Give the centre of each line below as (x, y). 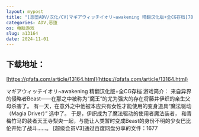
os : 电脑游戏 (20, 28)
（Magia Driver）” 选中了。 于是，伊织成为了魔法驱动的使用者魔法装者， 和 (97, 113)
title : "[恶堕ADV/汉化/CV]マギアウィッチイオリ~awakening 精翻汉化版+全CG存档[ (97, 17)
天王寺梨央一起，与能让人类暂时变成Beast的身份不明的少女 (109, 120)
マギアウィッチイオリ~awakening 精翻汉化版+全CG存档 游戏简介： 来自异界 (99, 91)
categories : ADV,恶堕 (32, 22)
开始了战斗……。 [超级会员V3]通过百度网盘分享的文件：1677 (84, 128)
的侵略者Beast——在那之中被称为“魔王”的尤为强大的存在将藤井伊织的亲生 (96, 99)
